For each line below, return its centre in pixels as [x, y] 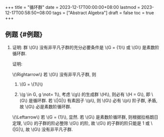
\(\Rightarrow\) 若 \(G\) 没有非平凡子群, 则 [54, 74]
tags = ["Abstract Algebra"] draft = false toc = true [103, 13]
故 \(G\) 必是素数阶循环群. [45, 107]
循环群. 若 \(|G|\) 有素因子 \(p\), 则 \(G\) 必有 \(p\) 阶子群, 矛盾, [95, 100]
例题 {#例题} [24, 35]
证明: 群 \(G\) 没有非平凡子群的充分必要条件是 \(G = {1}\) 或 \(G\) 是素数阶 [86, 47]
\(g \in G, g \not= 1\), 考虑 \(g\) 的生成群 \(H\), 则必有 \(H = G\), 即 [85, 94]
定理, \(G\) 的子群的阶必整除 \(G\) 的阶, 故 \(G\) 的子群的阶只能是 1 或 [81, 123]
